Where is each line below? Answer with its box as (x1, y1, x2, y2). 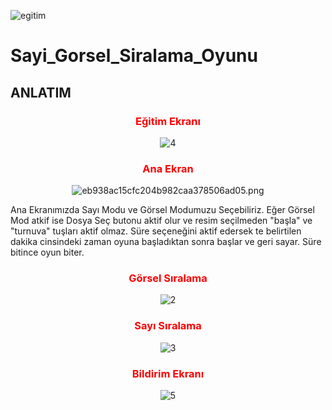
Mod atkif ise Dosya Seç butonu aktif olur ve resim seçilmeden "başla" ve (10, 215, 313, 227)
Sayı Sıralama (134, 319, 202, 333)
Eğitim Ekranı (135, 114, 201, 128)
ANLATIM (10, 84, 72, 101)
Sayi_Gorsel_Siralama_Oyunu (10, 45, 258, 67)
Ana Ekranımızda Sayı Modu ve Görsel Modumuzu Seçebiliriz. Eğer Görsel (10, 204, 315, 216)
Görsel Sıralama (128, 271, 208, 285)
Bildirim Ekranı (131, 366, 205, 380)
